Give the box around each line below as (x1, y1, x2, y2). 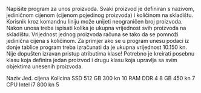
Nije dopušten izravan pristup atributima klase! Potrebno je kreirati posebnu (6, 50, 195, 57)
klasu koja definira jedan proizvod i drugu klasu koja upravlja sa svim (6, 57, 177, 63)
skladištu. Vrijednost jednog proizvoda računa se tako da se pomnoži (6, 31, 179, 38)
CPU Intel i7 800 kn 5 (6, 81, 59, 88)
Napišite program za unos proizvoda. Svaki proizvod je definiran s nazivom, (6, 5, 195, 12)
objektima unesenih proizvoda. (6, 63, 83, 70)
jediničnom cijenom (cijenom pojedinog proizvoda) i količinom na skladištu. (6, 11, 194, 19)
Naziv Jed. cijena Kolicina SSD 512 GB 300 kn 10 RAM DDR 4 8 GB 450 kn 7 (6, 75, 196, 82)
